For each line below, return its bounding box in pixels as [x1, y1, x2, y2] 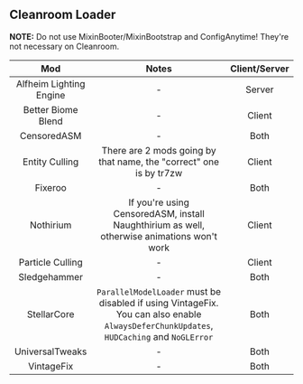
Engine [35, 89, 66, 101]
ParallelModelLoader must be [96, 285, 222, 297]
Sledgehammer [17, 270, 84, 283]
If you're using [128, 196, 189, 209]
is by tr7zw [134, 166, 183, 179]
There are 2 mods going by [101, 144, 216, 156]
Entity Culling [22, 155, 79, 168]
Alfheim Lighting [15, 77, 86, 89]
